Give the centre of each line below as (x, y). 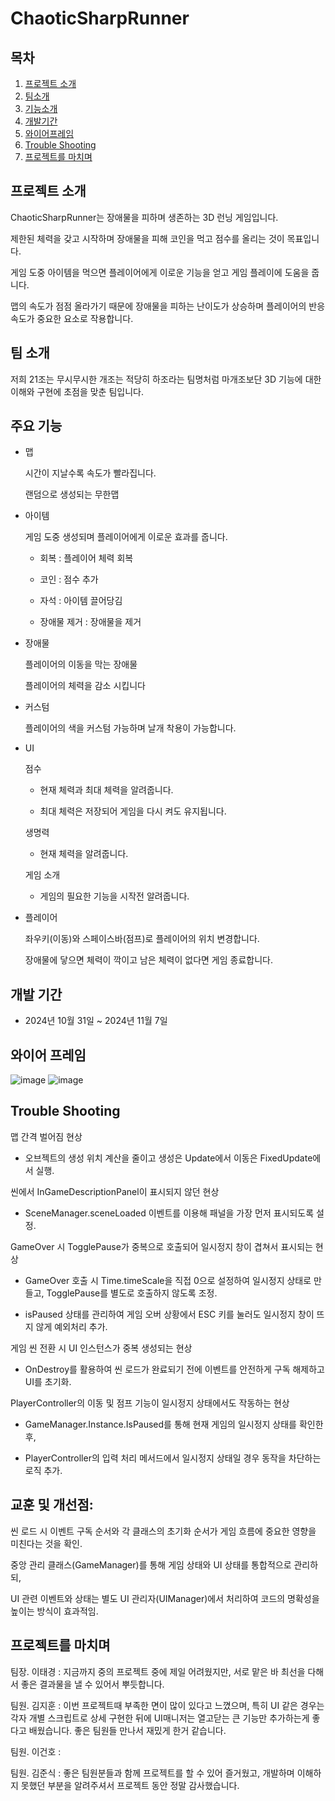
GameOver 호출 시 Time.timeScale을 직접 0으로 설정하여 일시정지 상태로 (168, 1280)
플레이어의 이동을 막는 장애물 (81, 664)
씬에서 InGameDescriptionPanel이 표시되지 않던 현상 (115, 1191)
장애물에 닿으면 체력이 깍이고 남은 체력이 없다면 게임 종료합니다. (148, 960)
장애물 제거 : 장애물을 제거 (90, 622)
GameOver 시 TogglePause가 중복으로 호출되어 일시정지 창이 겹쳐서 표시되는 (161, 1246)
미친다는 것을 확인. (46, 1543)
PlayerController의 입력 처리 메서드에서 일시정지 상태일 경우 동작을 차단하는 (173, 1458)
